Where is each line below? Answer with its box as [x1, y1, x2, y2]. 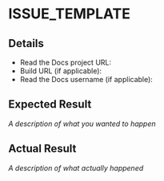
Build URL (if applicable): [19, 66, 102, 76]
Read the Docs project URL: [19, 57, 112, 67]
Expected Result [8, 97, 92, 112]
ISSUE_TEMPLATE [8, 5, 130, 23]
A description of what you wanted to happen [8, 119, 156, 128]
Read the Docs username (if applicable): [19, 75, 154, 84]
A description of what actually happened [8, 163, 144, 172]
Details [8, 37, 44, 50]
